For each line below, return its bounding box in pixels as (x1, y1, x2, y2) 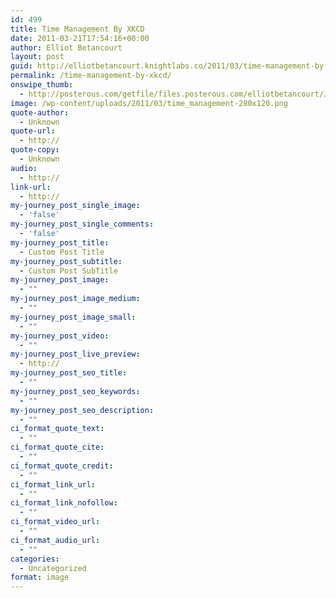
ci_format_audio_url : (10, 535, 101, 545)
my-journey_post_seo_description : (10, 405, 155, 415)
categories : (10, 554, 60, 564)
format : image (10, 572, 70, 583)
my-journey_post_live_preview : (10, 349, 141, 360)
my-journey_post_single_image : (10, 201, 141, 211)
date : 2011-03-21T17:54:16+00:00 (10, 33, 150, 43)
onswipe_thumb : (10, 80, 74, 90)
